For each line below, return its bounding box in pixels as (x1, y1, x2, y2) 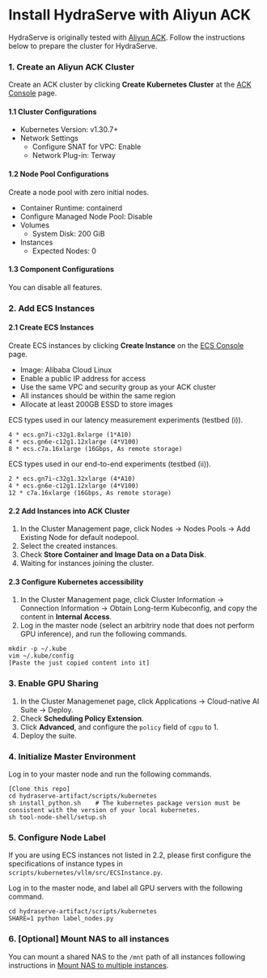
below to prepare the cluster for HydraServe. (8, 40, 158, 50)
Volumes (19, 220, 50, 230)
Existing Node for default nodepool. (19, 533, 139, 542)
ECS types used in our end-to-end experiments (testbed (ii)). (8, 459, 212, 469)
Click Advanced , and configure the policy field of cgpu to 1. (19, 722, 218, 732)
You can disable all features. (8, 282, 103, 292)
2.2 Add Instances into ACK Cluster (8, 506, 130, 516)
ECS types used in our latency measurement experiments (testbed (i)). (8, 415, 244, 424)
